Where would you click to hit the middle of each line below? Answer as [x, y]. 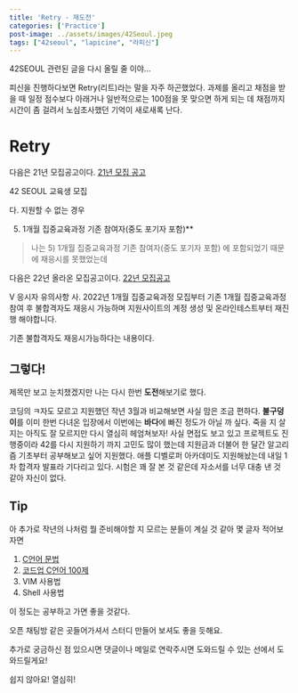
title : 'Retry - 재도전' [52, 17]
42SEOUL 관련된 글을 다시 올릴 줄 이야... [80, 69]
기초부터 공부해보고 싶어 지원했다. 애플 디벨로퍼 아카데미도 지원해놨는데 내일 [150, 456]
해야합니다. [38, 319]
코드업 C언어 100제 [55, 570]
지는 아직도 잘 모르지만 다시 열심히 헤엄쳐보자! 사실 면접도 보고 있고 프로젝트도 [145, 433]
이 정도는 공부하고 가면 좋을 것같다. [70, 611]
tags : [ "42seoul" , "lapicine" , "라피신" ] [85, 42]
